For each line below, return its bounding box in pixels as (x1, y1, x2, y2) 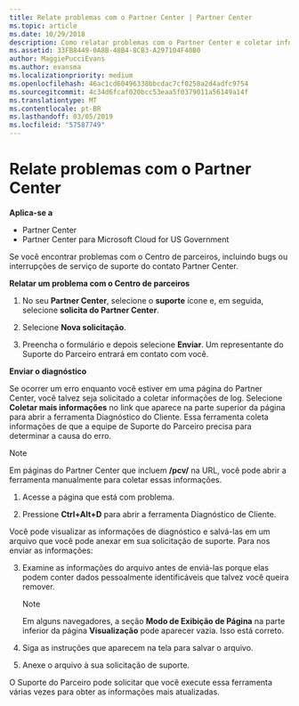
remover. (21, 580, 55, 592)
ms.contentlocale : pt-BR (9, 104, 101, 113)
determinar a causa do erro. (9, 430, 112, 441)
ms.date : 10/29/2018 (9, 29, 86, 38)
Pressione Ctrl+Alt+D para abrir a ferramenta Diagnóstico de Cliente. (21, 508, 277, 519)
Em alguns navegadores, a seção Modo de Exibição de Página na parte (21, 615, 286, 626)
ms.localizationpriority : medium (9, 71, 133, 80)
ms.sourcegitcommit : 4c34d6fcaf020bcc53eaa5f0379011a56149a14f (9, 87, 249, 96)
